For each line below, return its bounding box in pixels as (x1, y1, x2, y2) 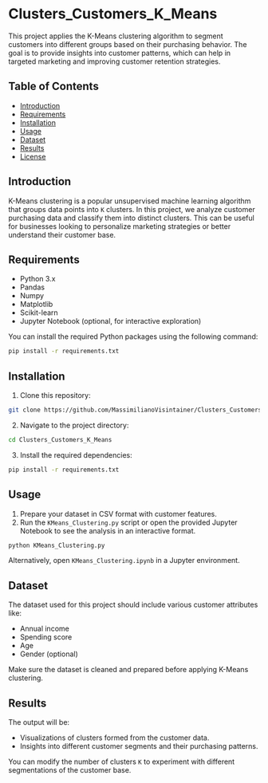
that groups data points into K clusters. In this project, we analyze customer (8, 204, 255, 214)
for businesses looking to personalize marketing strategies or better (8, 221, 231, 231)
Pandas (19, 282, 45, 292)
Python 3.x (19, 274, 56, 284)
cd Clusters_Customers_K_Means (8, 435, 112, 443)
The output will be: (8, 718, 70, 726)
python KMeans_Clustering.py (8, 541, 105, 549)
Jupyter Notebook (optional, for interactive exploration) (19, 317, 202, 326)
